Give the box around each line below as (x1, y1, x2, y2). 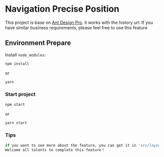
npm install (5, 61, 29, 66)
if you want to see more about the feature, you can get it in (5, 143, 137, 148)
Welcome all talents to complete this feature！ (5, 147, 105, 152)
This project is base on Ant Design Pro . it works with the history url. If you (5, 20, 153, 25)
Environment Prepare (5, 39, 71, 47)
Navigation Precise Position (5, 3, 120, 15)
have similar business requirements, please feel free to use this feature (5, 24, 148, 30)
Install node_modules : (5, 52, 46, 58)
